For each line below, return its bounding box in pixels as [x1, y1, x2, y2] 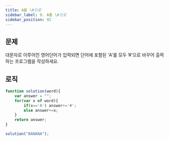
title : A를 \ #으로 [5, 7, 41, 13]
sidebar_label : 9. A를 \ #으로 [5, 12, 67, 17]
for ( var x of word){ [14, 98, 58, 103]
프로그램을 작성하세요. [14, 58, 59, 65]
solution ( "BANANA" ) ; [5, 131, 50, 136]
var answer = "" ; [14, 93, 52, 98]
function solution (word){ [5, 89, 60, 94]
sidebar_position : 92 [5, 17, 52, 22]
